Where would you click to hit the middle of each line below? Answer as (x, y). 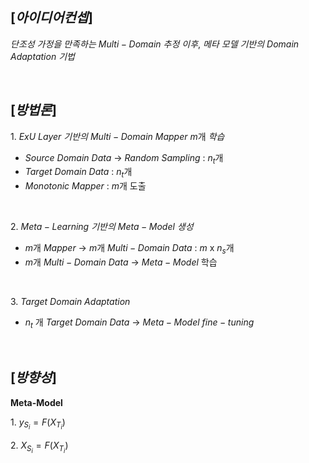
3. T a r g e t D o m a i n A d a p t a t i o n (70, 302)
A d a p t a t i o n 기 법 (42, 56)
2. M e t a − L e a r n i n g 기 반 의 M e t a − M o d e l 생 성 (102, 227)
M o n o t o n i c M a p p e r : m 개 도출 (85, 186)
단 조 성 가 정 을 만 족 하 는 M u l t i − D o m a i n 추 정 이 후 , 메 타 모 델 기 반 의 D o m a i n (155, 44)
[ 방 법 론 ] (33, 110)
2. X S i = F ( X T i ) (39, 447)
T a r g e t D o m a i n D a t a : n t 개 (78, 173)
